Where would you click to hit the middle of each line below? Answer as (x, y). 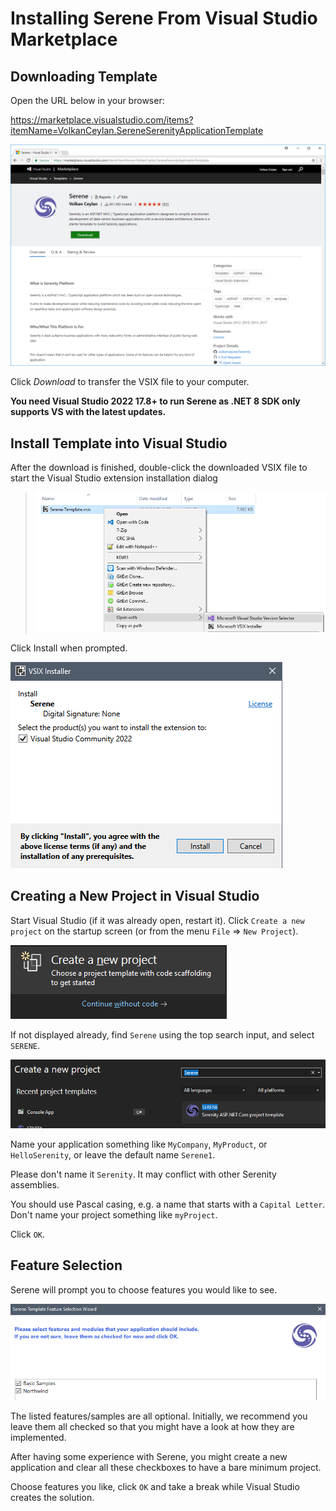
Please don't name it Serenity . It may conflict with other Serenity (143, 1174)
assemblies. (35, 1184)
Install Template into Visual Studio (119, 443)
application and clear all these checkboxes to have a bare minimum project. (166, 1468)
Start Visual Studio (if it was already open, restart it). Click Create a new (157, 920)
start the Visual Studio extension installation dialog (114, 478)
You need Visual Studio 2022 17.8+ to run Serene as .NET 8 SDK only (155, 401)
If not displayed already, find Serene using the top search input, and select (162, 1034)
